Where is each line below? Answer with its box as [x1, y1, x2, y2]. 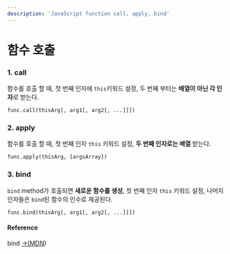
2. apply [7, 123, 36, 133]
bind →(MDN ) [7, 239, 47, 247]
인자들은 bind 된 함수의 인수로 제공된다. [7, 195, 113, 203]
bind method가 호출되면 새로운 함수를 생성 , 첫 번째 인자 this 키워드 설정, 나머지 [7, 186, 224, 195]
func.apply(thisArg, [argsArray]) [7, 154, 108, 161]
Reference [7, 223, 38, 232]
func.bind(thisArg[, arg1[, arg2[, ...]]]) [7, 209, 136, 216]
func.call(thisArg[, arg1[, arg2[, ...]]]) [7, 107, 136, 114]
